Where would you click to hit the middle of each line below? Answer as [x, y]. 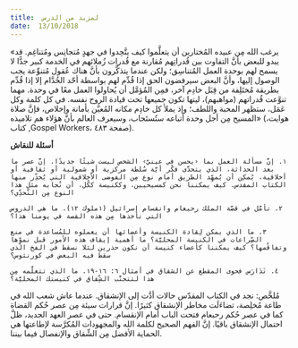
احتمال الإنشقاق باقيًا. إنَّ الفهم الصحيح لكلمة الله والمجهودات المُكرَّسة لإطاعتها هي [146, 324]
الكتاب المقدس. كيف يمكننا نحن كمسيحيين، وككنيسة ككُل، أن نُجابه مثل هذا [149, 184]
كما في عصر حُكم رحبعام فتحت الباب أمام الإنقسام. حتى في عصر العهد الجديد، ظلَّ [147, 314]
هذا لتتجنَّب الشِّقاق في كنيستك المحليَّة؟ [82, 278]
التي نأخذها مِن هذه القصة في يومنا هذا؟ [87, 216]
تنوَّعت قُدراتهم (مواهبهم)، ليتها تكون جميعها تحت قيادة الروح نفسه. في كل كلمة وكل [149, 98]
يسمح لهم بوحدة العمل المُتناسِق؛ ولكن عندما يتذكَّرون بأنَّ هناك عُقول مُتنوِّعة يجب [144, 70]
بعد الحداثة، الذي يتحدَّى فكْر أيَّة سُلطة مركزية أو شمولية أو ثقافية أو [143, 169]
